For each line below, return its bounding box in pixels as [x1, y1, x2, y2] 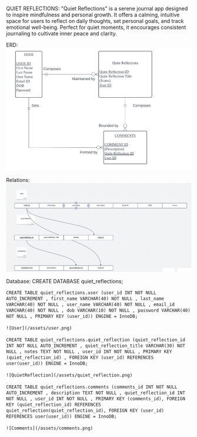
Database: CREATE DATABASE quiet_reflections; [6, 278, 123, 285]
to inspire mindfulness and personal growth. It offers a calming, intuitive [6, 11, 180, 18]
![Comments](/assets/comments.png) [6, 425, 94, 432]
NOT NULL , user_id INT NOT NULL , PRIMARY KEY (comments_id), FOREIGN [6, 396, 185, 402]
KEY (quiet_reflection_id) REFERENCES [6, 402, 101, 408]
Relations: [6, 176, 31, 183]
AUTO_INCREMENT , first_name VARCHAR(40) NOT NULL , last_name [6, 296, 165, 302]
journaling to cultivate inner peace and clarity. [6, 30, 118, 37]
